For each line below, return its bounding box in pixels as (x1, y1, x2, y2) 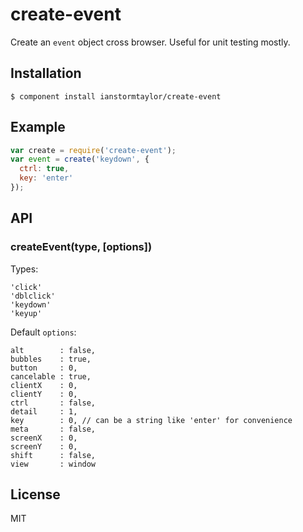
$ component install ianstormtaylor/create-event (10, 91, 222, 102)
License (10, 486, 61, 503)
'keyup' (10, 308, 43, 318)
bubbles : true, (10, 354, 92, 364)
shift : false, (10, 450, 97, 460)
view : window (10, 459, 97, 469)
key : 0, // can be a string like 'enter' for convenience (10, 415, 293, 425)
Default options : (10, 326, 77, 338)
